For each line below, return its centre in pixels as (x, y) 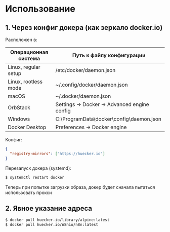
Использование (40, 9)
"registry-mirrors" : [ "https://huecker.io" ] (57, 153)
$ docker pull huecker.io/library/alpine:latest (57, 220)
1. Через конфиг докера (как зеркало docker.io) (84, 28)
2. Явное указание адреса (49, 208)
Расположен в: (21, 40)
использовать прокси (29, 192)
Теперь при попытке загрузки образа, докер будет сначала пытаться (80, 187)
